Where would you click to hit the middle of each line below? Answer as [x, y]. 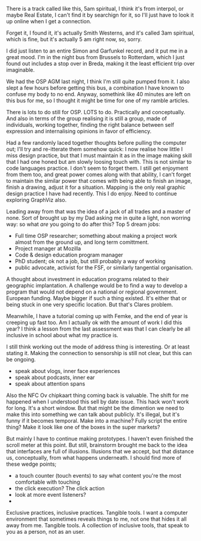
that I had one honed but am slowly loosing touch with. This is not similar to [99, 162]
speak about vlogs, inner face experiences [68, 371]
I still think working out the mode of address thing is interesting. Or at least [98, 347]
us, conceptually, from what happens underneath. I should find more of [94, 458]
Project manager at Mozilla [48, 248]
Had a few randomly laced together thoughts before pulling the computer [96, 143]
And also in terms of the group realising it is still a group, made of [87, 118]
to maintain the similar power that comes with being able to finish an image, [99, 181]
